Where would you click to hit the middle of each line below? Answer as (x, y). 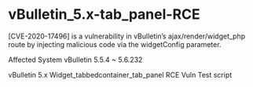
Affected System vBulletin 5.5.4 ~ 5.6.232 (75, 60)
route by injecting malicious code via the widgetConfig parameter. (115, 44)
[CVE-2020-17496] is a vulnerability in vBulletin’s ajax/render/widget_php (127, 36)
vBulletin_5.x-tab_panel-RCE (104, 14)
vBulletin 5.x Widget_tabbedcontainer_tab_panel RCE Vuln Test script (120, 74)
